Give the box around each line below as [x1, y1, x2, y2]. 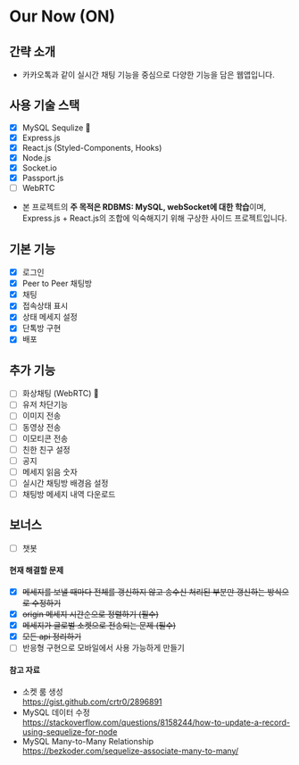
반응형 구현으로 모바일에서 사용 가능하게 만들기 [21, 643, 185, 653]
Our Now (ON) [9, 6, 116, 27]
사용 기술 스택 [9, 98, 80, 113]
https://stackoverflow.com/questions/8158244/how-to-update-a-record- [21, 717, 290, 728]
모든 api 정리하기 [21, 631, 82, 642]
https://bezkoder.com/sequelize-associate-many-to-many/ [21, 745, 239, 756]
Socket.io [21, 162, 58, 173]
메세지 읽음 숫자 [21, 466, 78, 477]
